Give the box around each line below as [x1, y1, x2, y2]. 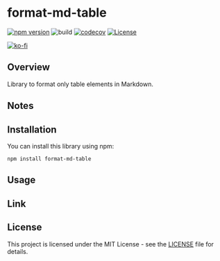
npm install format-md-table [7, 155, 92, 162]
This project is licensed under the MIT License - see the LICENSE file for [7, 239, 214, 248]
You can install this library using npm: [7, 142, 115, 150]
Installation [7, 124, 57, 135]
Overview [7, 61, 51, 74]
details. [7, 247, 28, 255]
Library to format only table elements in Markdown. [7, 80, 154, 88]
